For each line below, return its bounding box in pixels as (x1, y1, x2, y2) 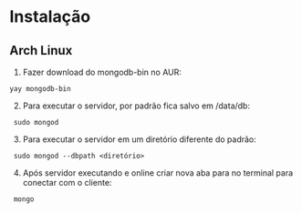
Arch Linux (9, 43, 73, 58)
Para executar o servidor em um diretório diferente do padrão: (22, 134, 257, 145)
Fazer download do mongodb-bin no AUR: (22, 66, 182, 77)
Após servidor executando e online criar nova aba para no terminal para (22, 167, 294, 178)
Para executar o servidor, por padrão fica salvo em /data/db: (22, 100, 251, 111)
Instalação (9, 6, 91, 27)
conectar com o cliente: (22, 177, 112, 188)
